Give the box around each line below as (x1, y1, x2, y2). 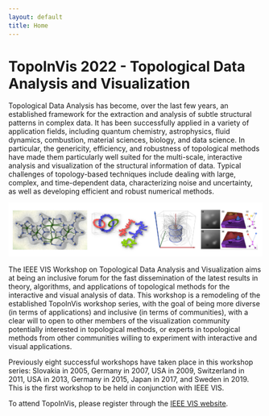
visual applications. (8, 342, 72, 352)
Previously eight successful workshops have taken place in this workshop (8, 357, 254, 367)
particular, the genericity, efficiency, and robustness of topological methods (8, 144, 260, 153)
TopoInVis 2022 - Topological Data (8, 57, 246, 76)
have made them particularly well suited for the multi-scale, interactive (8, 152, 243, 162)
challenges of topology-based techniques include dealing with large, (8, 169, 236, 179)
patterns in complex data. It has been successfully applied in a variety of (8, 118, 250, 128)
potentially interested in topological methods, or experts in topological (8, 325, 241, 335)
